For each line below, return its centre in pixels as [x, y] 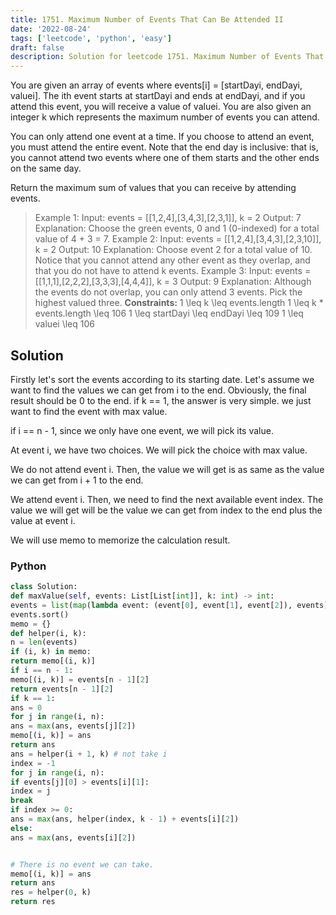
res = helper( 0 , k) [51, 892]
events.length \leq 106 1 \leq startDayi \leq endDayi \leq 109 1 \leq [169, 313]
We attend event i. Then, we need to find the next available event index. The [167, 499]
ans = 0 [26, 707]
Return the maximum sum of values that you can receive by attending [153, 188]
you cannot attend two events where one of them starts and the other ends [165, 158]
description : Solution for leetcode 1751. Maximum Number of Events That [167, 57]
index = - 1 [33, 763]
